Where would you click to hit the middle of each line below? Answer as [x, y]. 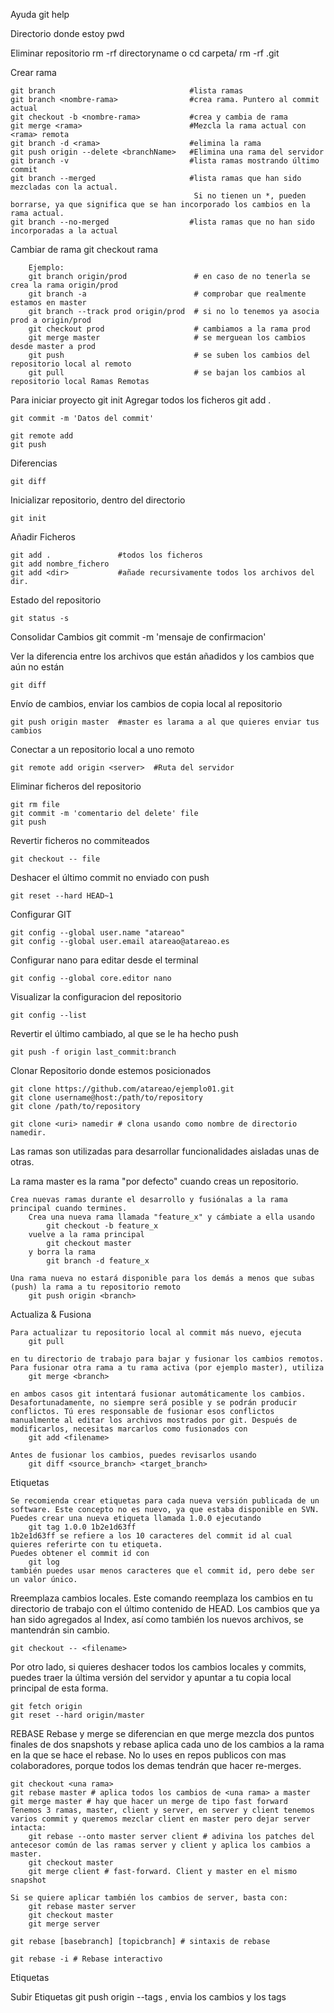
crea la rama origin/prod [64, 285]
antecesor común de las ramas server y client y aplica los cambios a [160, 1845]
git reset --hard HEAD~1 [62, 896]
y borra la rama [62, 1252]
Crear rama [33, 72]
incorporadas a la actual [64, 231]
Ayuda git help [40, 14]
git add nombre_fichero [60, 564]
